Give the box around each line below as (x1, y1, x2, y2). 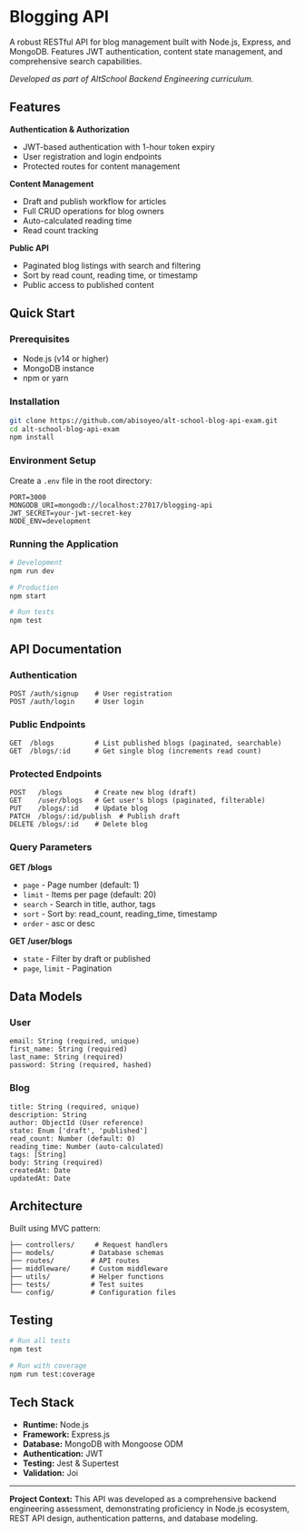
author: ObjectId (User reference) (9, 1118, 144, 1127)
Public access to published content (22, 279, 154, 290)
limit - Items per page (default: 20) (22, 888, 157, 900)
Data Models (9, 989, 83, 1004)
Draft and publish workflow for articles (22, 195, 167, 206)
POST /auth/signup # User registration (9, 688, 172, 698)
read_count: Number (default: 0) (9, 1133, 136, 1143)
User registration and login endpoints (22, 151, 162, 162)
